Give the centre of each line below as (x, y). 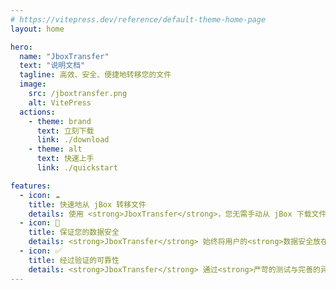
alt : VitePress (60, 102)
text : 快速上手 (65, 159)
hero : (21, 47)
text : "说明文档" (52, 66)
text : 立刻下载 (65, 131)
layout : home (37, 29)
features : (31, 186)
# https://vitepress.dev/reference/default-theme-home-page (138, 19)
